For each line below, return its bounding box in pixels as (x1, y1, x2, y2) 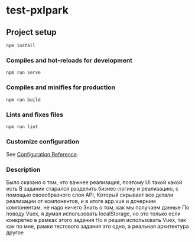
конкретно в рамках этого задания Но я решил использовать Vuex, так (6, 217, 186, 224)
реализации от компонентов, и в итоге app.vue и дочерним (6, 198, 157, 205)
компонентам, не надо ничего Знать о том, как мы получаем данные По (6, 204, 190, 211)
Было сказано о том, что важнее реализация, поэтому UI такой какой (6, 179, 183, 186)
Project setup (6, 27, 57, 37)
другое (6, 229, 24, 236)
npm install (6, 42, 35, 48)
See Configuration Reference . (6, 151, 79, 158)
